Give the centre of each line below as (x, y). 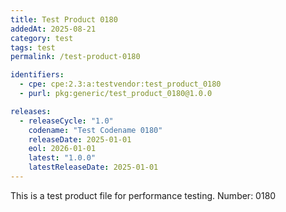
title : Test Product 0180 (64, 19)
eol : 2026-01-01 (62, 149)
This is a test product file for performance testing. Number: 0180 (143, 195)
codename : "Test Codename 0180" (95, 130)
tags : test (33, 47)
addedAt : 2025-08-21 (53, 29)
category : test (42, 38)
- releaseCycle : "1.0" (66, 121)
